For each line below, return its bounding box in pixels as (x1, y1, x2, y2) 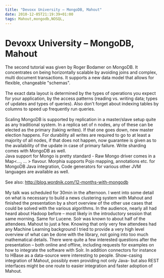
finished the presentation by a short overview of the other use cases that (5, 200, 153, 206)
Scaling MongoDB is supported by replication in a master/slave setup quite (5, 117, 156, 123)
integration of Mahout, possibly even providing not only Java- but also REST (5, 258, 160, 264)
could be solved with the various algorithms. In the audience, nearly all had (5, 205, 157, 212)
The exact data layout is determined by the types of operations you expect (5, 91, 156, 96)
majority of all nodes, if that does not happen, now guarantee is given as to (5, 137, 157, 143)
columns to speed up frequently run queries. (5, 106, 95, 112)
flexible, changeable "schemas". (5, 80, 71, 86)
